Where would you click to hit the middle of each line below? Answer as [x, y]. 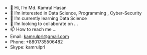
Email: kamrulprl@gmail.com [39, 36]
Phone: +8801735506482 [36, 42]
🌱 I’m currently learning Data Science [48, 18]
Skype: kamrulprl [28, 47]
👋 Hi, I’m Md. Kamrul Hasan [38, 8]
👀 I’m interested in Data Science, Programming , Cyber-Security [76, 13]
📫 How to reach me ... [33, 29]
